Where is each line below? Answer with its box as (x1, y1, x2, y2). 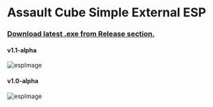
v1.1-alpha (7, 46, 37, 54)
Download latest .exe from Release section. (7, 29, 155, 39)
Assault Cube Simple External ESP (7, 5, 206, 20)
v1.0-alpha (7, 76, 39, 85)
